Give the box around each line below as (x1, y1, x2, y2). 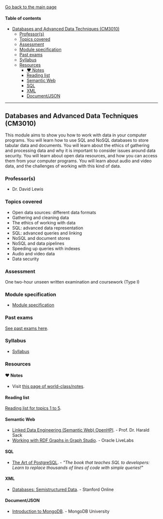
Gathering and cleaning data (12, 215, 69, 220)
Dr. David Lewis (12, 186, 44, 192)
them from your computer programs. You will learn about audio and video (5, 158, 152, 164)
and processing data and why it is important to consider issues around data (5, 148, 156, 153)
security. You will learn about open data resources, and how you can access (5, 153, 158, 159)
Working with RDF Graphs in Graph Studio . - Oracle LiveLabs (12, 437, 134, 443)
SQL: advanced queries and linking (12, 230, 82, 236)
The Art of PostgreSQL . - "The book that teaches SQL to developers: (12, 459, 150, 465)
